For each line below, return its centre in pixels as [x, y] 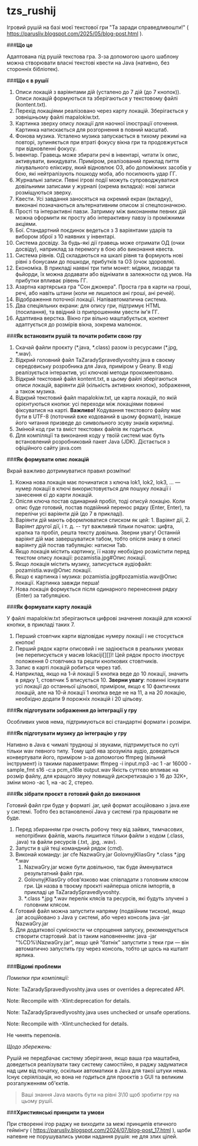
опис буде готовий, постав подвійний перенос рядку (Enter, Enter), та [103, 507]
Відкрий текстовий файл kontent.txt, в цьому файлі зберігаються [96, 378]
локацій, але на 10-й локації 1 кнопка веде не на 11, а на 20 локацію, [101, 692]
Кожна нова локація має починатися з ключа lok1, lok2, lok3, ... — [98, 482]
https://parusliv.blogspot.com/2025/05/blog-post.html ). [75, 33]
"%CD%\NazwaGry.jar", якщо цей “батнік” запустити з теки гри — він [102, 942]
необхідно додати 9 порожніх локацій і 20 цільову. [79, 698]
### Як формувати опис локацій [48, 459]
